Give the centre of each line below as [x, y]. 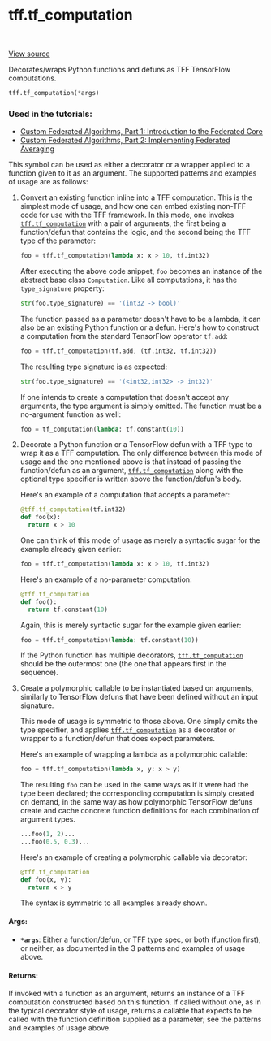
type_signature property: [62, 288]
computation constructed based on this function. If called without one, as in [135, 1002]
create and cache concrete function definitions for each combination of [140, 811]
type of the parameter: [58, 241]
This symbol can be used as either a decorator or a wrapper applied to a [129, 165]
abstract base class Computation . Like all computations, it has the [129, 280]
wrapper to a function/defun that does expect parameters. [118, 739]
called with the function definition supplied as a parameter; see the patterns [135, 1019]
